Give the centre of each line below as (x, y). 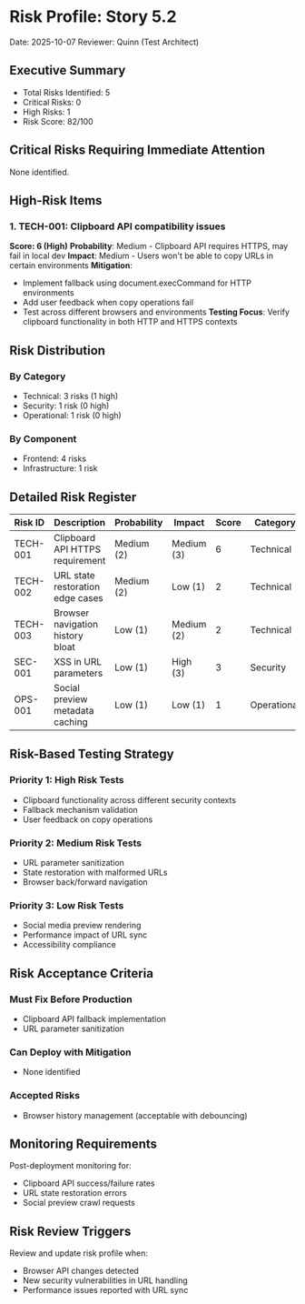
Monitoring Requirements (83, 1144)
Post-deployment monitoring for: (70, 1166)
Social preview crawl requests (79, 1203)
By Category (38, 376)
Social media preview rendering (82, 926)
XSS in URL (78, 662)
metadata (74, 711)
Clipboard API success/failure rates (89, 1183)
